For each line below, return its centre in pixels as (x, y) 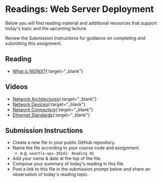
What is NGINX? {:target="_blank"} (48, 71)
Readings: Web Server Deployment (79, 9)
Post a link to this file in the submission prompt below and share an (81, 169)
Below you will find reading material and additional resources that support (81, 23)
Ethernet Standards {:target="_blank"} (51, 115)
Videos (16, 87)
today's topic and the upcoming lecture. (46, 28)
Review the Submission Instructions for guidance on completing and (75, 38)
